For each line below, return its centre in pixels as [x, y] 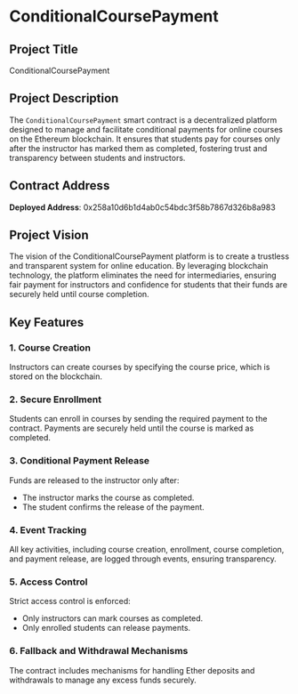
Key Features [47, 322]
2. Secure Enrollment [56, 399]
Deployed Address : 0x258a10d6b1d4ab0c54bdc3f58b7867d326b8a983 [142, 207]
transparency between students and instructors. [97, 157]
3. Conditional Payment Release [79, 461]
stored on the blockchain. [56, 376]
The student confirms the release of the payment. [113, 507]
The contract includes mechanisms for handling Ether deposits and [132, 670]
